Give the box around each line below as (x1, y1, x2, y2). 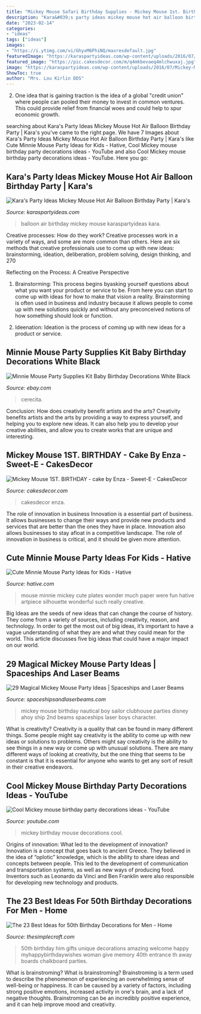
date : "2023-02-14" (6, 20, 55, 26)
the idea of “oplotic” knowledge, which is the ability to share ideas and (6, 854, 179, 860)
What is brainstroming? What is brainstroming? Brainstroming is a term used (6, 969, 194, 976)
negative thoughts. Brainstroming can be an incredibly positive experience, (6, 994, 191, 1001)
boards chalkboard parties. (20, 957, 88, 964)
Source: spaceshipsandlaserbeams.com (6, 696, 106, 703)
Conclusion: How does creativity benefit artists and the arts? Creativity (6, 407, 181, 415)
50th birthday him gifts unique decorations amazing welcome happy (20, 945, 190, 952)
